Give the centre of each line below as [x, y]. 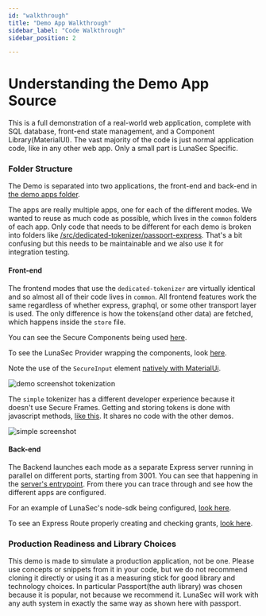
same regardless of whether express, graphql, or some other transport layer [133, 305]
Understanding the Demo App [108, 84]
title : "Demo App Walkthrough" [60, 23]
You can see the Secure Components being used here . [98, 337]
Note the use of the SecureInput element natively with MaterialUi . [115, 368]
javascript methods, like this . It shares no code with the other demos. [121, 416]
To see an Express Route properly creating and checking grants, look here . [131, 523]
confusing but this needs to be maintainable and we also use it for [116, 244]
